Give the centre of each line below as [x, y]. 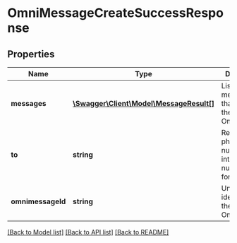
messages [29, 103]
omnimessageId [38, 201]
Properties [31, 54]
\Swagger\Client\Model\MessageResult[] [144, 103]
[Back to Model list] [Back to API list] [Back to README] [88, 232]
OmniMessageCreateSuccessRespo [116, 13]
